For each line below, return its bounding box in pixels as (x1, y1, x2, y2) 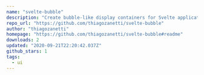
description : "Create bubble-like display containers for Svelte (6, 15, 175, 21)
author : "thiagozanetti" (6, 25, 69, 32)
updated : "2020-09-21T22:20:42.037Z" (6, 43, 102, 49)
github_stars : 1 (6, 48, 47, 54)
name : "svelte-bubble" (6, 8, 64, 15)
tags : (6, 54, 20, 60)
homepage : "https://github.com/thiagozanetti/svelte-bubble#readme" (6, 31, 183, 37)
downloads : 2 (6, 37, 39, 43)
